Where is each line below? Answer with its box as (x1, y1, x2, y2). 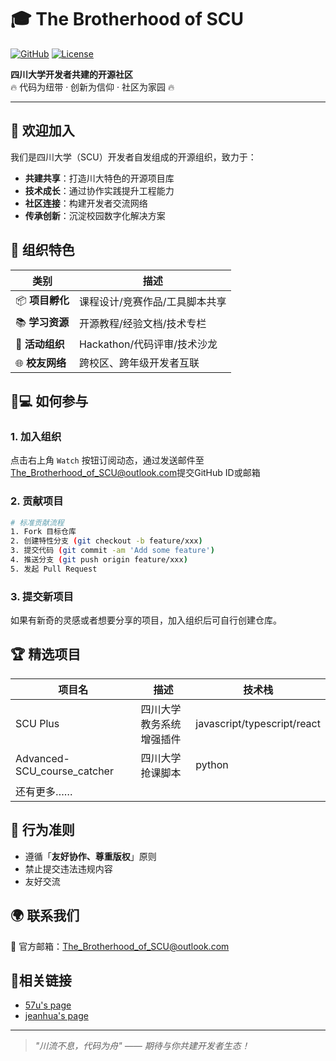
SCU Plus (15, 716, 60, 730)
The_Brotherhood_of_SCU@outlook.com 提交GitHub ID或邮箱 (10, 467, 261, 479)
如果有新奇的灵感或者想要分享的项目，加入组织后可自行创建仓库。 (10, 614, 282, 626)
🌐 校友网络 (15, 356, 67, 370)
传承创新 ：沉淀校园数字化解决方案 (24, 209, 166, 221)
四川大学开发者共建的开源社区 (10, 68, 133, 80)
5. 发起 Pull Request (10, 564, 98, 574)
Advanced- (15, 751, 70, 765)
